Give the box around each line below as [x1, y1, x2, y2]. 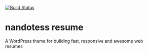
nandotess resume [5, 22, 84, 33]
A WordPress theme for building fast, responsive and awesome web [5, 38, 143, 44]
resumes [5, 43, 23, 49]
